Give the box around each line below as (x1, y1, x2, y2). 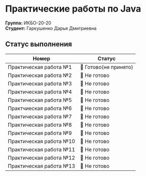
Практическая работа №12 (8, 154, 76, 161)
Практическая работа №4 (8, 88, 72, 95)
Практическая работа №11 (8, 146, 76, 153)
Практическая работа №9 (8, 129, 72, 136)
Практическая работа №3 (8, 80, 72, 87)
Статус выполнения (5, 40, 72, 49)
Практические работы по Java (5, 3, 141, 15)
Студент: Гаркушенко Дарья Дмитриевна (5, 25, 97, 31)
